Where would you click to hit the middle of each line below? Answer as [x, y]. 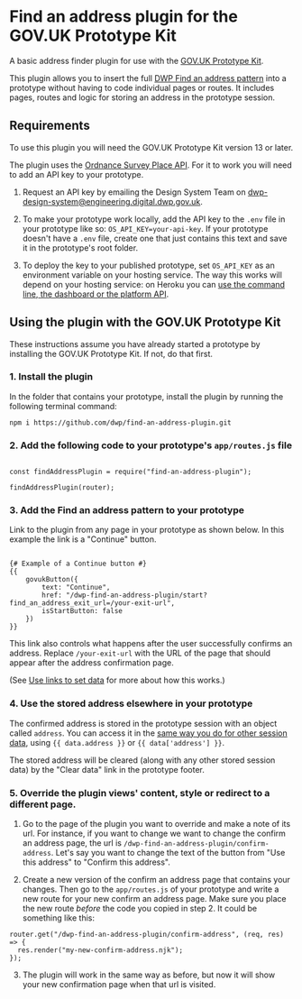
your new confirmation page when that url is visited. [119, 985]
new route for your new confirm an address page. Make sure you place [154, 899]
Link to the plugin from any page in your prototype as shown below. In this [147, 530]
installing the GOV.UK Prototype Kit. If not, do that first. [111, 353]
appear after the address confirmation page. [92, 663]
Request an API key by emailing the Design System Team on [134, 192]
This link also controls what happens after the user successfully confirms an [151, 644]
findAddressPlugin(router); [62, 488]
